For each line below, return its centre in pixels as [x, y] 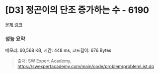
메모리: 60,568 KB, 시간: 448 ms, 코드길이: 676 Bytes [58, 50]
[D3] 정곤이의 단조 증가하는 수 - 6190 [77, 10]
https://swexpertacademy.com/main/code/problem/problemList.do [86, 67]
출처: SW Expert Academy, [44, 61]
